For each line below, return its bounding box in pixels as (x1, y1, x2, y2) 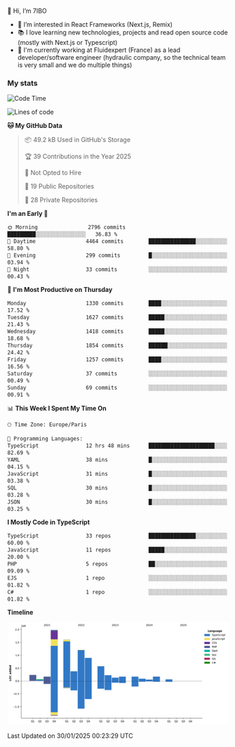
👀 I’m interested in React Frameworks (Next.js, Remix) (17, 20, 173, 28)
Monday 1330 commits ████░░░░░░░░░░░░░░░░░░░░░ (7, 300, 228, 307)
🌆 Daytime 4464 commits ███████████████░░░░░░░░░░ (7, 238, 228, 245)
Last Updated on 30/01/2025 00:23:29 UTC (7, 732, 133, 740)
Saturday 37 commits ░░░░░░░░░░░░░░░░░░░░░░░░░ (7, 370, 228, 378)
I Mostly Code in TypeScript (7, 518, 90, 527)
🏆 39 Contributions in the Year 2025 (24, 152, 132, 161)
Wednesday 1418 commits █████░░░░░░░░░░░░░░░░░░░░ (7, 328, 228, 336)
